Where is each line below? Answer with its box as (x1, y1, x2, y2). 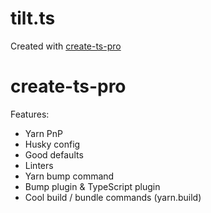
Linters (24, 159, 54, 171)
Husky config (24, 138, 81, 150)
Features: (10, 108, 50, 120)
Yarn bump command (24, 170, 115, 182)
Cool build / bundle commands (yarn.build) (24, 191, 202, 203)
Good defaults (24, 148, 84, 161)
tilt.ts (10, 7, 56, 30)
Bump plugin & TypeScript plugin (24, 180, 161, 192)
